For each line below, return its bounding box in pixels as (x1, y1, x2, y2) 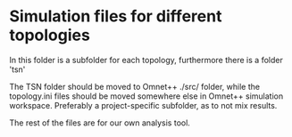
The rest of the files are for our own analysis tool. (9, 117, 190, 128)
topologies (9, 25, 91, 45)
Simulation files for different (9, 6, 222, 27)
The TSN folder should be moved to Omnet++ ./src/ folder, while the (9, 81, 261, 92)
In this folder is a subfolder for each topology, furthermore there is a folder (9, 54, 283, 65)
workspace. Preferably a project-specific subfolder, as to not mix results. (9, 100, 278, 110)
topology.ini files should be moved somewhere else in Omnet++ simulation (9, 91, 284, 101)
